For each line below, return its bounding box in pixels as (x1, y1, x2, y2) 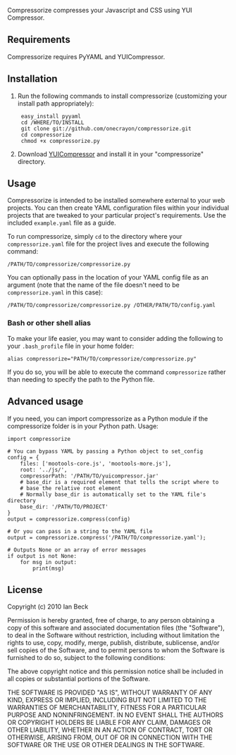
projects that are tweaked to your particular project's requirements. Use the (7, 211, 227, 220)
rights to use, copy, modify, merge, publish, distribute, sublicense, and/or (7, 639, 220, 647)
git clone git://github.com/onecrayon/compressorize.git (20, 125, 192, 132)
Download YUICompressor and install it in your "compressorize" (17, 149, 204, 158)
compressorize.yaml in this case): (7, 288, 104, 297)
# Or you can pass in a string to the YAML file (7, 528, 153, 535)
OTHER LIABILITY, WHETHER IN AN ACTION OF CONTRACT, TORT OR (7, 725, 213, 735)
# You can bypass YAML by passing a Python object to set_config (7, 447, 203, 455)
